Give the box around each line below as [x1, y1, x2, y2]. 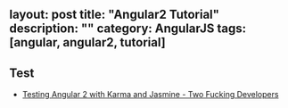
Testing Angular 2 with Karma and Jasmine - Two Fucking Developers [21, 89, 279, 100]
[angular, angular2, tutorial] [9, 35, 167, 50]
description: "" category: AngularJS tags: [9, 21, 247, 37]
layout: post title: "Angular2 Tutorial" [9, 7, 220, 22]
